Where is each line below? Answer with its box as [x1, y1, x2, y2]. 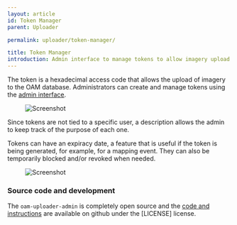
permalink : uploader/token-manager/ [7, 36, 116, 43]
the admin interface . [7, 90, 67, 99]
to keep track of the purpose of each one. [7, 126, 130, 133]
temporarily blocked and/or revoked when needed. [7, 154, 156, 163]
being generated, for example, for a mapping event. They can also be [7, 147, 210, 155]
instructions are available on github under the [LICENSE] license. [7, 209, 197, 218]
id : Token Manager [7, 17, 62, 24]
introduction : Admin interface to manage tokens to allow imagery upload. [7, 56, 233, 63]
